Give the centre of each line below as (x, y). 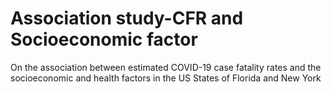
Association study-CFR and (127, 18)
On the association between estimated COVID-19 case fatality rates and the (166, 67)
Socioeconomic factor (104, 39)
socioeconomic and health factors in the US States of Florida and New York (166, 78)
